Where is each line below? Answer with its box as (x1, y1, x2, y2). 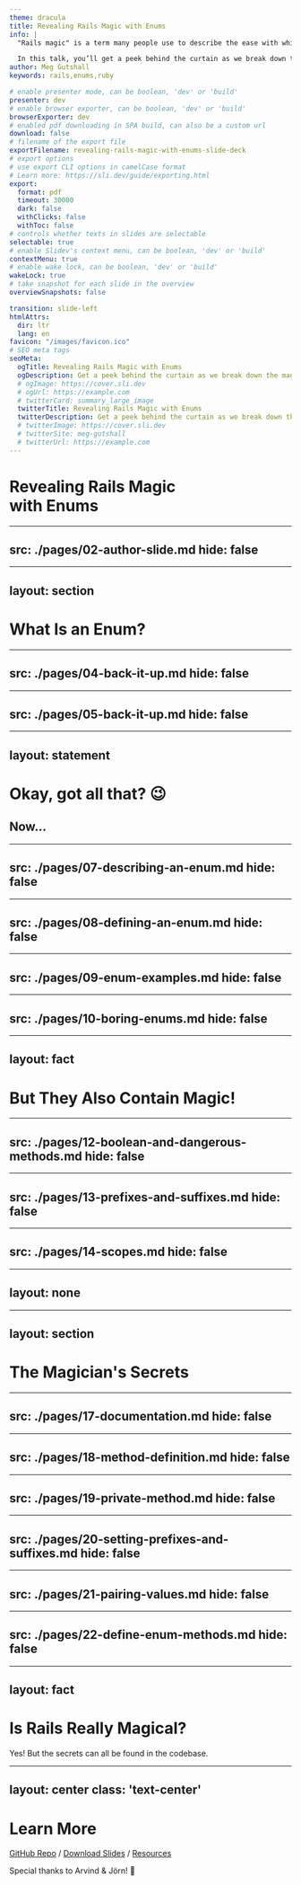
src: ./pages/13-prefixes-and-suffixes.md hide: (9, 1190, 280, 1205)
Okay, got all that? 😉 (9, 783, 168, 804)
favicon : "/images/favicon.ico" (9, 338, 130, 347)
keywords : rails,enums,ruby (9, 71, 115, 81)
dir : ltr (17, 321, 50, 330)
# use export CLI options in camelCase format (9, 163, 186, 172)
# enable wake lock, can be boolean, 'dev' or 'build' (9, 262, 219, 272)
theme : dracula (9, 13, 66, 22)
